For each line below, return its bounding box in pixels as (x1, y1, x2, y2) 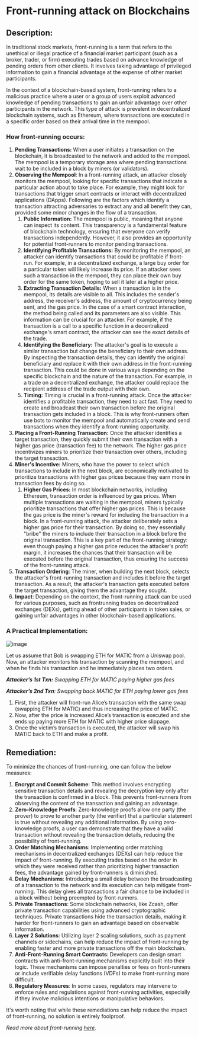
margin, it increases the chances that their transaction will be (23, 549, 173, 556)
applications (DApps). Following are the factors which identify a (14, 197, 170, 204)
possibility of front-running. (14, 837, 82, 845)
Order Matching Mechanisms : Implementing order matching (14, 844, 163, 851)
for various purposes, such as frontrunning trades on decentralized (14, 600, 178, 607)
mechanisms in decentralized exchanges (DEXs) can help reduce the (14, 850, 183, 857)
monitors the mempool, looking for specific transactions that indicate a (14, 178, 187, 185)
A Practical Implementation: (6, 627, 88, 635)
